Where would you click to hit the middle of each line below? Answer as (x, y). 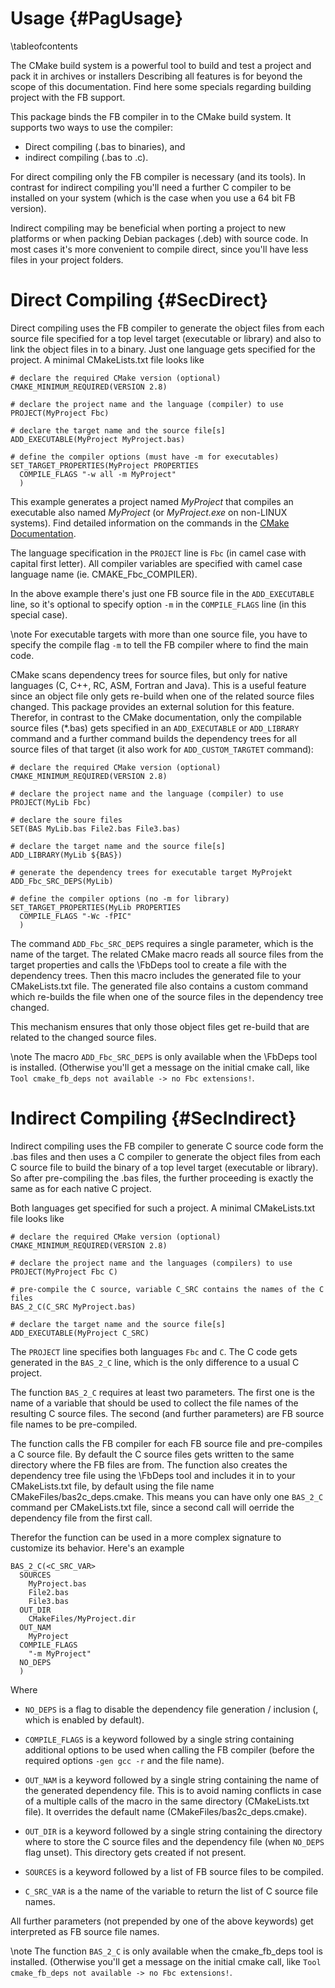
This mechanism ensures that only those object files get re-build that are (160, 1026)
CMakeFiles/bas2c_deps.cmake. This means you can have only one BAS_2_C (167, 1496)
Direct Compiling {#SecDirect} (139, 300)
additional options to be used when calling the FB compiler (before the (169, 1749)
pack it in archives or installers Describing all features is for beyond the (156, 76)
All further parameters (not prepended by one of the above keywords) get (162, 1921)
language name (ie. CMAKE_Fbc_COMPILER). (104, 574)
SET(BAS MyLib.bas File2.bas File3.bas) (96, 828)
